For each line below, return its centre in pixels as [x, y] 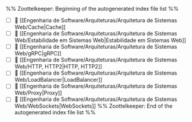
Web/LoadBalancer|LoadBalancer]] [58, 80]
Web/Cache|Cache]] [40, 27]
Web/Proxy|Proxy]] [38, 93]
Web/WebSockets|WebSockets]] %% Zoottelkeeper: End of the [93, 106]
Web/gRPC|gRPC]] [38, 53]
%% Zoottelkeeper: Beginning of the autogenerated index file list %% [92, 9]
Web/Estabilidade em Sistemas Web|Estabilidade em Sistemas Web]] [100, 40]
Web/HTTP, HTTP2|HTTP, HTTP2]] [58, 67]
